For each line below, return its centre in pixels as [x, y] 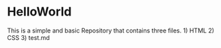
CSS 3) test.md [28, 37]
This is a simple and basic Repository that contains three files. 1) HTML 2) [110, 30]
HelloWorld [39, 12]
